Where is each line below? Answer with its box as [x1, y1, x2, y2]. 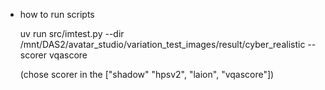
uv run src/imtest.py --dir [19, 28, 125, 39]
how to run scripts [19, 9, 95, 20]
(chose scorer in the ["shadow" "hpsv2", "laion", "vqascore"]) [19, 69, 275, 80]
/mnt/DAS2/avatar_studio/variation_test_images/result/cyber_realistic [19, 39, 306, 50]
